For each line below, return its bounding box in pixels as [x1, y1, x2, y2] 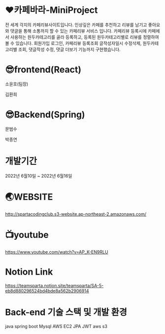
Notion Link [5, 266, 53, 277]
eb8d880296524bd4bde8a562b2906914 [5, 288, 89, 294]
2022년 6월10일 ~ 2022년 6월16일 [5, 173, 72, 179]
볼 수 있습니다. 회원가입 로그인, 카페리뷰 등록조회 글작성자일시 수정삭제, [5, 40, 142, 46]
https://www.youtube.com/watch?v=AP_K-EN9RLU [5, 249, 108, 255]
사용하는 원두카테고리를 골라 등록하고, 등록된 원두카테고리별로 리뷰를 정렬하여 [10, 34, 159, 40]
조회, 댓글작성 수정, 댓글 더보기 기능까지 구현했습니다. [18, 46, 121, 52]
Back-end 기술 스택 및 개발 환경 [5, 306, 127, 318]
